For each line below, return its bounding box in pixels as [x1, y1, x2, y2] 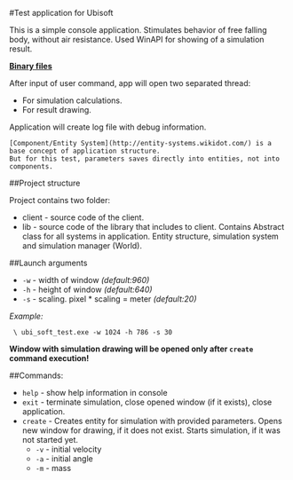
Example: [9, 311, 44, 321]
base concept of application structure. [9, 146, 162, 155]
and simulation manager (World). [21, 240, 142, 251]
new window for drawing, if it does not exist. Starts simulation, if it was [21, 425, 281, 436]
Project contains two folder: [9, 195, 111, 205]
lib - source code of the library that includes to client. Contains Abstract [21, 222, 285, 232]
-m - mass [35, 463, 72, 473]
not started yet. [21, 435, 78, 445]
